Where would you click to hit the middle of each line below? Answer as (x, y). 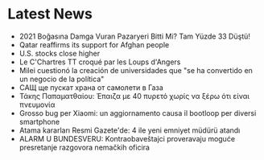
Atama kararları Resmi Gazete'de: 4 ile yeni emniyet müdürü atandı (130, 130)
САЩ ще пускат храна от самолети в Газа (91, 87)
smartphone (39, 121)
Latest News (50, 14)
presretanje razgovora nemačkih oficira (85, 147)
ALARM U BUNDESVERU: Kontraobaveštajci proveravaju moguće (127, 138)
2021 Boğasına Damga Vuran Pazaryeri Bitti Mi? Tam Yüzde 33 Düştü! (135, 36)
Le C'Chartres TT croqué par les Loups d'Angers (100, 62)
